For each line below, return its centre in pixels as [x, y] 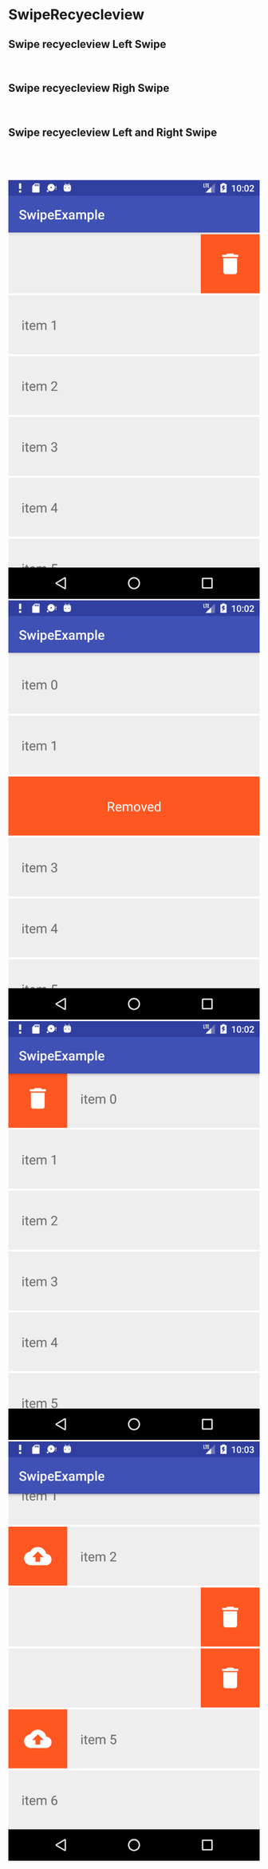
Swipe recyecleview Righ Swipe [89, 88]
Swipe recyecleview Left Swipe [87, 44]
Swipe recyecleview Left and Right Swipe [113, 133]
